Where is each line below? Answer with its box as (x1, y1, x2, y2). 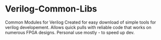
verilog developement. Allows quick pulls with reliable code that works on (5, 24, 151, 30)
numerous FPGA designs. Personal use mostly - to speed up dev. (5, 29, 135, 35)
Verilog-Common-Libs (5, 3, 97, 14)
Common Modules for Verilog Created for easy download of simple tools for (5, 19, 156, 25)
